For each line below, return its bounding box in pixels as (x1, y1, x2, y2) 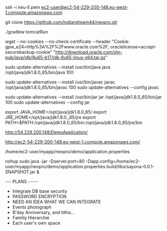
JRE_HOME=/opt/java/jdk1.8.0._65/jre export (5, 114, 96, 120)
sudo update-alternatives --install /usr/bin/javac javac (5, 79, 115, 85)
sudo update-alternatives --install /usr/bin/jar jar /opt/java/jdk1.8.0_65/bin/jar (5, 94, 162, 100)
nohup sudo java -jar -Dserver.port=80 (5, 158, 85, 164)
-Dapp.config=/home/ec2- (85, 158, 141, 164)
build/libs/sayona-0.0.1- (106, 164, 155, 169)
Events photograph (12, 204, 52, 210)
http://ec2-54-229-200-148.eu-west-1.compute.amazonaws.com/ (5, 139, 141, 145)
